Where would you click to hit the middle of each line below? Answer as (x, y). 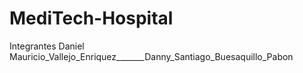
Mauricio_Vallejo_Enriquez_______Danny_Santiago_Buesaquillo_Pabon (151, 56)
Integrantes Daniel (47, 46)
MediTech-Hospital (91, 18)
